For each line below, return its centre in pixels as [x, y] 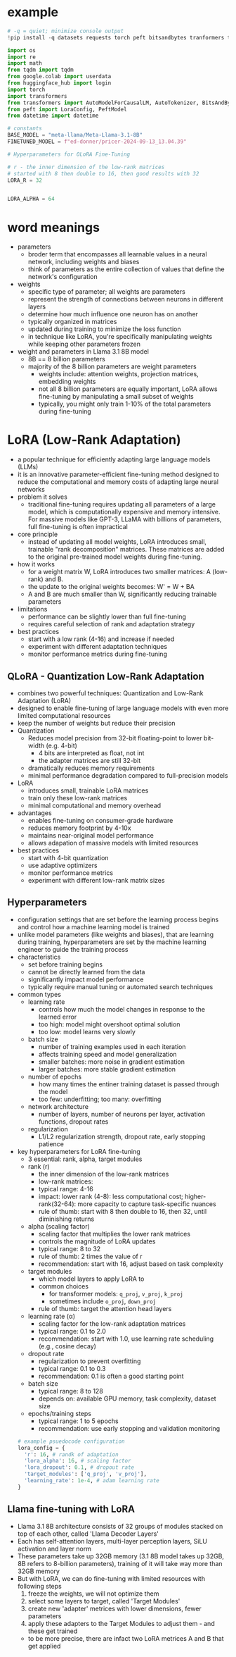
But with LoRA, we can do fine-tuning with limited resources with [111, 1578]
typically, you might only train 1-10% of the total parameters [125, 404]
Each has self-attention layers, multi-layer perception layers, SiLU [112, 1541]
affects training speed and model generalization [107, 1054]
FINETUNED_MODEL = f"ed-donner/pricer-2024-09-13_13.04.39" [97, 142]
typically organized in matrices [72, 322]
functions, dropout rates [73, 1122]
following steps [39, 1586]
